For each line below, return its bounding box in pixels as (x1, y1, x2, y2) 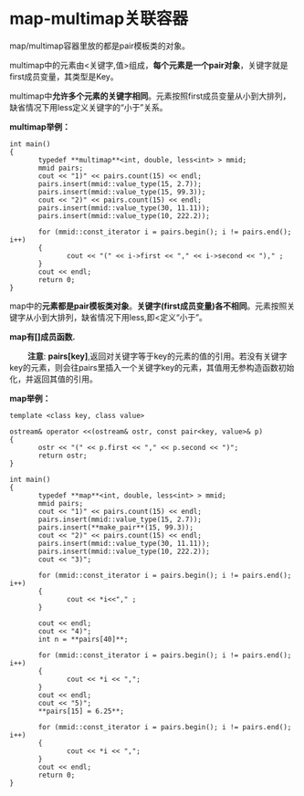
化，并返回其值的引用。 (9, 373, 98, 384)
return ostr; (37, 451, 89, 460)
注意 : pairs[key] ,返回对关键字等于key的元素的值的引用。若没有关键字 (26, 351, 288, 361)
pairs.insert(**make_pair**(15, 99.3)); (37, 522, 194, 532)
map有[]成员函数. (9, 330, 76, 342)
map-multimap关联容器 (9, 8, 189, 29)
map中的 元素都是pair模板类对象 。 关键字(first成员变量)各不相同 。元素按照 (9, 300, 288, 311)
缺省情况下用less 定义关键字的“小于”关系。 (9, 101, 168, 112)
